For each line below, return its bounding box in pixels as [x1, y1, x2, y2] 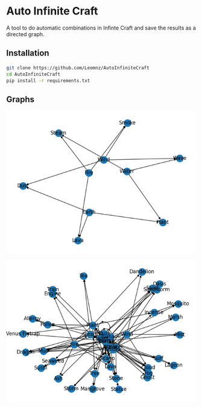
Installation [6, 48, 49, 58]
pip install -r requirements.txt [6, 77, 90, 84]
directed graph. [6, 30, 45, 37]
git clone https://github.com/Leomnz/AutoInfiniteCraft [6, 65, 150, 71]
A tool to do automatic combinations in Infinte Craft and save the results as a [6, 24, 196, 31]
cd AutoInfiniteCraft [6, 71, 61, 77]
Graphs [6, 94, 35, 104]
